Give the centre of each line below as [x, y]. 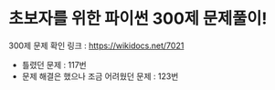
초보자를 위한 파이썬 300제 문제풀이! [138, 19]
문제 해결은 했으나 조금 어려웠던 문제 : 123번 [100, 76]
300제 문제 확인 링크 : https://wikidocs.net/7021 [96, 45]
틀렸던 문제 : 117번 [54, 65]
